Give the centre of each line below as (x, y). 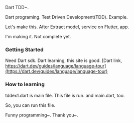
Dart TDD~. (17, 7)
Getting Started (24, 49)
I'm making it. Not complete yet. (38, 37)
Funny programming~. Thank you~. (42, 115)
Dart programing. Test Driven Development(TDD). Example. (66, 17)
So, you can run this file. (30, 105)
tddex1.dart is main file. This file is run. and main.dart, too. (65, 95)
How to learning (25, 84)
